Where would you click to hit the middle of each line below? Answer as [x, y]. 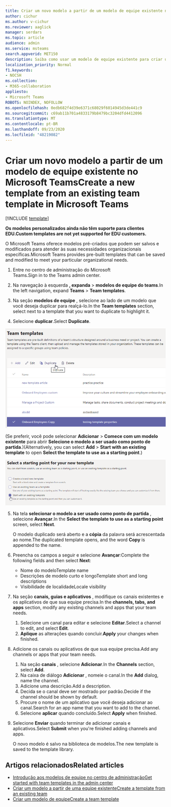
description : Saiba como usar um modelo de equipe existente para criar [84, 59]
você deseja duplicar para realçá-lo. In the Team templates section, [83, 306]
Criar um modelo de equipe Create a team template [66, 799]
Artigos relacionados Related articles [65, 765]
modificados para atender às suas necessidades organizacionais [73, 249]
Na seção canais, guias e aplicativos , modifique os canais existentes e [88, 596]
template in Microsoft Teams [67, 204]
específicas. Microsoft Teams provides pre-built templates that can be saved [85, 254]
